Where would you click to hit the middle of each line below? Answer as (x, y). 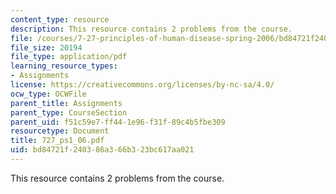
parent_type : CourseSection (69, 112)
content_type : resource (60, 19)
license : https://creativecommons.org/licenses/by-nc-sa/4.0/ (142, 85)
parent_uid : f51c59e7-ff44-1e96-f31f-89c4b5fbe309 (118, 122)
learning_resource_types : (64, 66)
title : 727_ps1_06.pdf (57, 141)
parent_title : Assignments (66, 103)
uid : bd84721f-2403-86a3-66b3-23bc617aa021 (102, 150)
